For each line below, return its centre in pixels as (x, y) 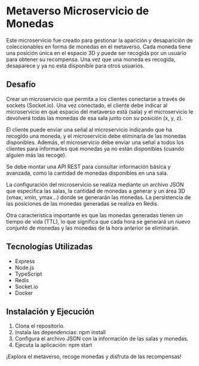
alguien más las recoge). (36, 155)
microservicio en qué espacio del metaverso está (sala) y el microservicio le (100, 111)
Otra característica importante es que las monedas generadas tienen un (95, 215)
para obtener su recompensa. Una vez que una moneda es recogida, (91, 59)
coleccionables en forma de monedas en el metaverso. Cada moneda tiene (99, 47)
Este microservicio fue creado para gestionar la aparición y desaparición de (99, 40)
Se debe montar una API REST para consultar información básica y (88, 166)
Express (25, 261)
